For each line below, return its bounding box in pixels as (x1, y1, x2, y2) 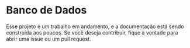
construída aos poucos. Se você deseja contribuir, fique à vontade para (6, 29, 178, 36)
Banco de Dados (6, 4, 87, 17)
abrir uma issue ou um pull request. (6, 35, 92, 42)
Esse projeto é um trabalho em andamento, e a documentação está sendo (6, 23, 184, 30)
